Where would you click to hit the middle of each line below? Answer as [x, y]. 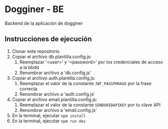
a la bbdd [29, 67]
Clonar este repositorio [36, 51]
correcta [28, 89]
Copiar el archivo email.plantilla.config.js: [55, 99]
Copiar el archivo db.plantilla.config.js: [52, 56]
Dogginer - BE [34, 9]
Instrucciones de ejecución [48, 39]
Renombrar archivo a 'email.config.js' [58, 110]
